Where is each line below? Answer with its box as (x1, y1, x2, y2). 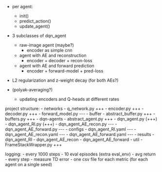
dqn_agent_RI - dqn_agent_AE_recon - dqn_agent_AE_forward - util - (5, 137, 143, 142)
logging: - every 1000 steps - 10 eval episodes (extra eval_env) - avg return (5, 151, 156, 157)
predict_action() (19, 18, 52, 24)
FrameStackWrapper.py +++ (5, 142, 62, 147)
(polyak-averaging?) (12, 87, 53, 92)
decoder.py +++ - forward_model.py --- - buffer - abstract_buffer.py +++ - (5, 111, 156, 117)
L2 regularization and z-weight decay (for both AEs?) (12, 77, 119, 83)
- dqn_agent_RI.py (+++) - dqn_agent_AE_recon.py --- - (5, 121, 117, 127)
